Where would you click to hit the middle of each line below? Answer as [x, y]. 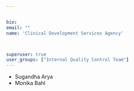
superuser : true [26, 54]
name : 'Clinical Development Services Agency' [65, 33]
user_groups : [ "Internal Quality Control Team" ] [68, 60]
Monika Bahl [30, 83]
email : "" [18, 27]
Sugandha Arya [34, 77]
